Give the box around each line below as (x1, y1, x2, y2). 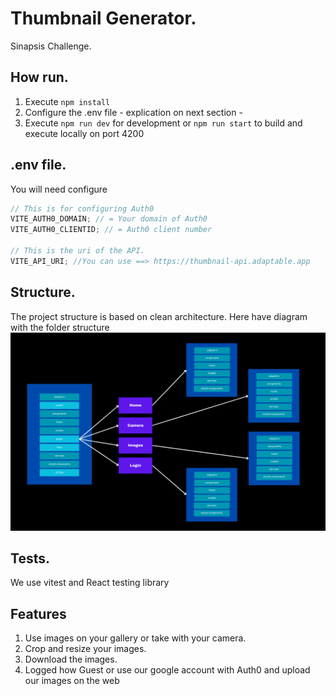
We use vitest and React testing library (10, 577, 170, 589)
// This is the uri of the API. (10, 246, 145, 256)
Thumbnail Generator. (10, 7, 197, 30)
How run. (10, 69, 69, 86)
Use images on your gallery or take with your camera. (24, 632, 247, 644)
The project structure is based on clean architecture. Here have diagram (10, 310, 308, 322)
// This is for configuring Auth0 (10, 203, 155, 214)
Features (10, 605, 67, 622)
